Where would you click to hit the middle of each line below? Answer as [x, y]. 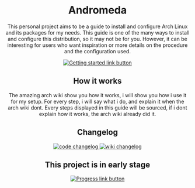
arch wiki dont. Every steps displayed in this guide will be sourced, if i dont [97, 107]
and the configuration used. [97, 51]
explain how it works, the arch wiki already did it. [97, 114]
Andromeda [97, 10]
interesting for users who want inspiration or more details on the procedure [97, 45]
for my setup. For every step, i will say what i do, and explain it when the [97, 101]
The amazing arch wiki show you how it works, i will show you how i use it [97, 95]
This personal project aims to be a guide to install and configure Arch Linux [97, 26]
